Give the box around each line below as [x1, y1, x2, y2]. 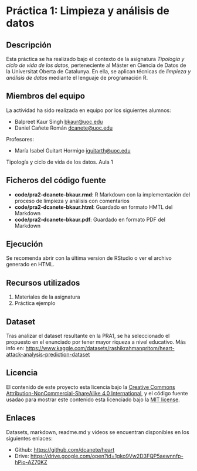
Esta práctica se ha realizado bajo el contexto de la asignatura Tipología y [6, 56, 185, 62]
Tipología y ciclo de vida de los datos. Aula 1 [6, 158, 113, 165]
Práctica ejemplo [14, 300, 56, 307]
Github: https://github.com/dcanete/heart [14, 446, 115, 453]
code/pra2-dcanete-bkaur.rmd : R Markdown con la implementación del [14, 191, 191, 198]
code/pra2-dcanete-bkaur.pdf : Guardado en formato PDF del [14, 216, 166, 223]
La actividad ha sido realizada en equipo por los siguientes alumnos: [6, 107, 171, 114]
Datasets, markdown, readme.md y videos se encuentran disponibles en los [6, 428, 189, 435]
